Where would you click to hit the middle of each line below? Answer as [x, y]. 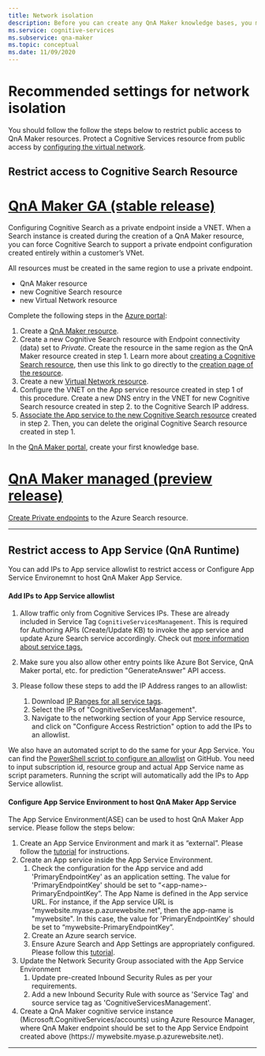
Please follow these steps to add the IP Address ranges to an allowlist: [134, 686]
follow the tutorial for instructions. [75, 852]
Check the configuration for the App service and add [117, 869]
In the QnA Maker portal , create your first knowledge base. [104, 447]
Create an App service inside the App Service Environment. [116, 860]
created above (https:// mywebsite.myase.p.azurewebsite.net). [121, 1036]
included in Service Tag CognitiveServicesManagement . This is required [134, 622]
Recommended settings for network [129, 91]
